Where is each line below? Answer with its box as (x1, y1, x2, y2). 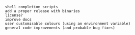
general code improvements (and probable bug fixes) (5, 25, 115, 30)
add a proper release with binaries (5, 9, 80, 13)
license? (5, 13, 23, 18)
